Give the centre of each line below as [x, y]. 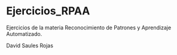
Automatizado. [24, 33]
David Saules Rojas [30, 45]
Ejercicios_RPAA [48, 11]
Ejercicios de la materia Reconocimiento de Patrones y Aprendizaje [89, 27]
